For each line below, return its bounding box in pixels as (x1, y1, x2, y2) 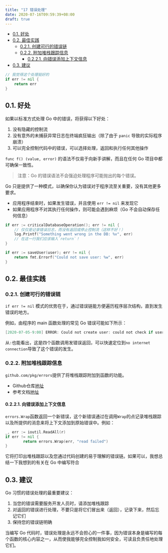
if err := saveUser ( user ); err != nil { (5, 250, 91, 255)
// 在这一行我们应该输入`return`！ (14, 236, 80, 242)
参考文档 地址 (12, 389, 39, 395)
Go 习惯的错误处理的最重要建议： (5, 490, 74, 496)
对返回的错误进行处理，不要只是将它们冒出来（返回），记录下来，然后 (12, 506, 155, 513)
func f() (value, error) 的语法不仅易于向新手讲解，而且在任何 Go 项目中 (5, 156, 158, 162)
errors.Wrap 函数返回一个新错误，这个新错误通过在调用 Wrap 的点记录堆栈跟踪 (5, 413, 161, 419)
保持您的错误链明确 (12, 519, 52, 525)
